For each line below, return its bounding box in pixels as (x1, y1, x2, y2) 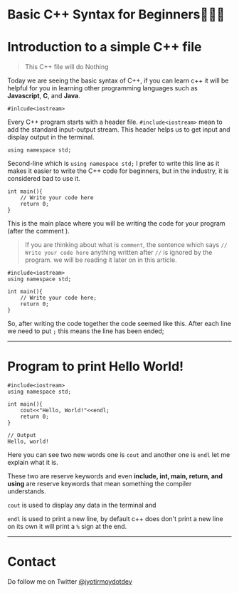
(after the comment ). (7, 227, 70, 236)
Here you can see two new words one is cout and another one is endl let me (7, 451, 230, 459)
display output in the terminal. (7, 133, 95, 142)
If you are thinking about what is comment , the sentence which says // (24, 241, 228, 249)
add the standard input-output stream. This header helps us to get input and (7, 125, 230, 134)
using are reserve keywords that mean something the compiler (7, 480, 192, 488)
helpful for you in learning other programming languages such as (7, 84, 198, 93)
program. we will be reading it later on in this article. (24, 256, 177, 264)
